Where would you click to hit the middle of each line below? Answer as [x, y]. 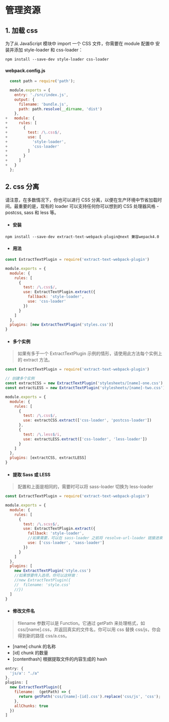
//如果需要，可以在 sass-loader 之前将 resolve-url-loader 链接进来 [95, 538]
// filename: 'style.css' [43, 585]
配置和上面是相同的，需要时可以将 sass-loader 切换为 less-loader [85, 487]
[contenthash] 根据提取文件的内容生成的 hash [60, 659]
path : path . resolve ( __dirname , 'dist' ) [60, 109]
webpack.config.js [25, 70]
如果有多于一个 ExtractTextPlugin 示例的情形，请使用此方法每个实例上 [90, 353]
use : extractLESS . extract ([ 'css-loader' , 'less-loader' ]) [85, 439]
